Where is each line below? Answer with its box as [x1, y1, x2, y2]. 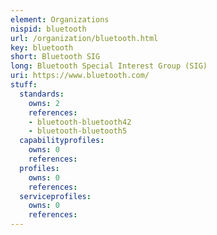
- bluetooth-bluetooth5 [28, 126, 128, 136]
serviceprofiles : [19, 191, 92, 201]
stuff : [10, 80, 38, 90]
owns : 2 [28, 98, 60, 108]
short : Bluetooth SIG [10, 52, 101, 62]
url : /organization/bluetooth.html [10, 33, 159, 43]
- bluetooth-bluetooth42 [28, 117, 132, 127]
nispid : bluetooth [10, 24, 87, 34]
